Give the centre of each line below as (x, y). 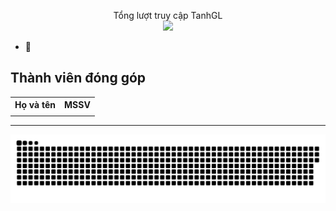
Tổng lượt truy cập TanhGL (168, 15)
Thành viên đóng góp (78, 78)
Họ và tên (35, 105)
